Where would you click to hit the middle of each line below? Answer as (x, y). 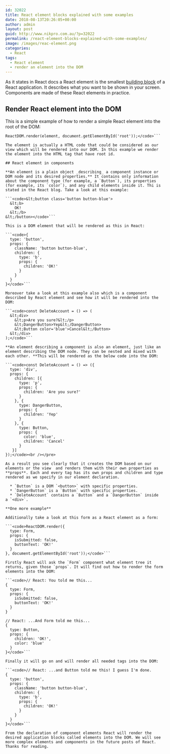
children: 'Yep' (41, 414)
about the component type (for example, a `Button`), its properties (81, 181)
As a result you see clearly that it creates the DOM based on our (79, 464)
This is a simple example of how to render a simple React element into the (83, 121)
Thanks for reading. (27, 746)
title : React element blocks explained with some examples (69, 15)
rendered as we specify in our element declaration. (63, 477)
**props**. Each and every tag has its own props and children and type (84, 472)
